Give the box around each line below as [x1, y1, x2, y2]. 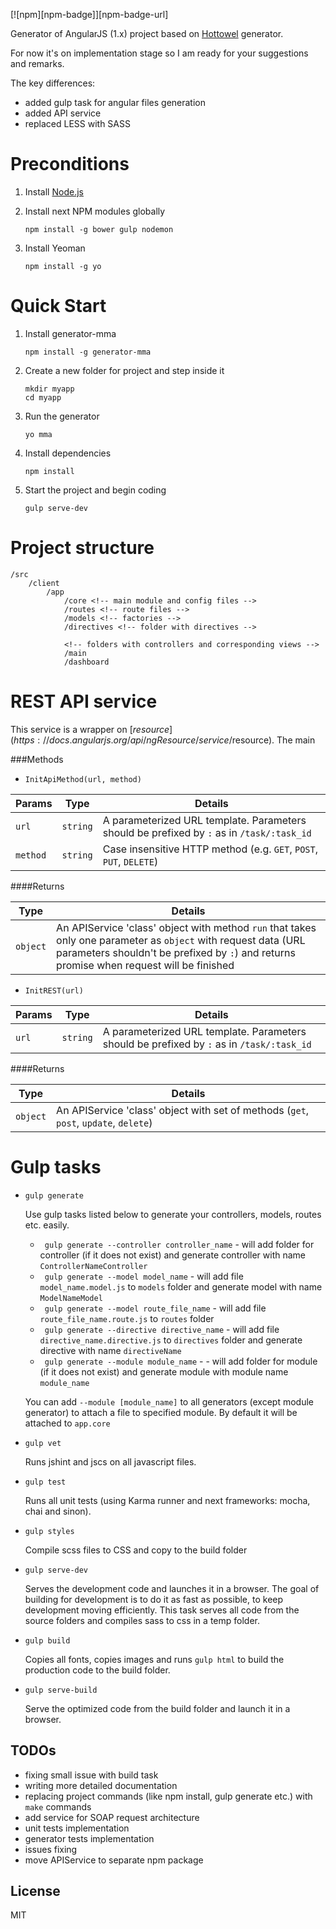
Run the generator [24, 410, 100, 422]
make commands [24, 1800, 92, 1813]
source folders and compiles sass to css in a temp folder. [24, 1614, 260, 1626]
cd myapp [24, 392, 62, 403]
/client [28, 578, 60, 588]
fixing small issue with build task [24, 1769, 159, 1781]
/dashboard [63, 657, 110, 667]
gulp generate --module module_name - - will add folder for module [44, 1355, 318, 1367]
